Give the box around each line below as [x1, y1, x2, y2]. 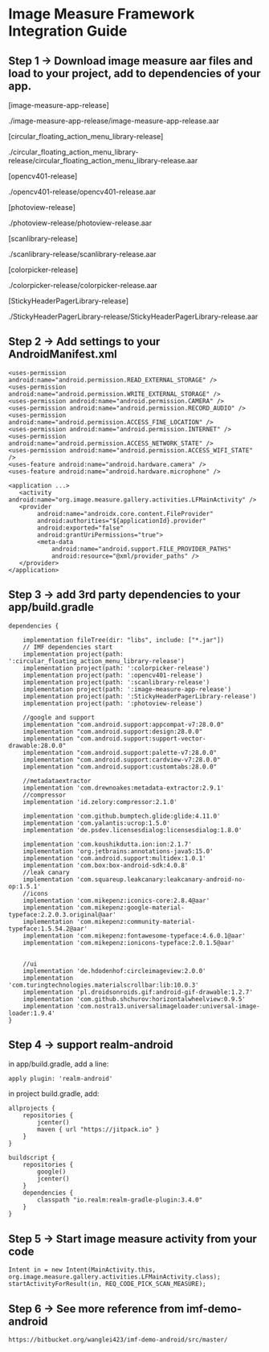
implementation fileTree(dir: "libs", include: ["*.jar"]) [22, 636, 225, 644]
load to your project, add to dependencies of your [8, 66, 261, 80]
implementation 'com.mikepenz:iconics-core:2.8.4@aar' [22, 897, 210, 905]
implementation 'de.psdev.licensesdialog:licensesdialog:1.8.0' [22, 826, 243, 834]
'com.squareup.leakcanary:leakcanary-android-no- [76, 875, 247, 884]
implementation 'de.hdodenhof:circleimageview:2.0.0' [22, 967, 206, 975]
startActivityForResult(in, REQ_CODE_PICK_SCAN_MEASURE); [8, 1280, 206, 1288]
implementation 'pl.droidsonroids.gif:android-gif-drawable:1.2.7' [22, 987, 253, 996]
